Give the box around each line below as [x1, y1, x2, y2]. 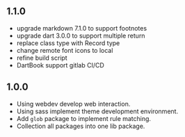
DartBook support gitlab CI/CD [16, 61, 105, 69]
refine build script [16, 54, 67, 62]
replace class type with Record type [16, 38, 120, 47]
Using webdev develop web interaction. [16, 99, 131, 108]
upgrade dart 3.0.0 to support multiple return [16, 31, 145, 40]
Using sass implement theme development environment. [16, 107, 179, 115]
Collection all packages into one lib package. [16, 122, 145, 130]
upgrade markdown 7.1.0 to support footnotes [16, 24, 147, 32]
